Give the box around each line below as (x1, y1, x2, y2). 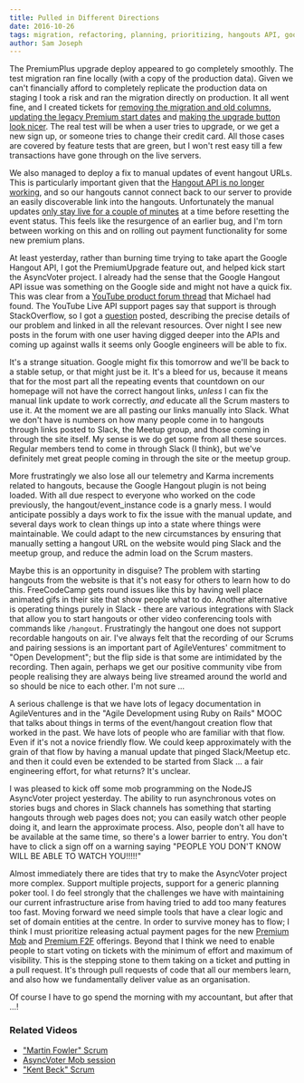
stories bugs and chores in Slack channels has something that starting (9, 803, 271, 814)
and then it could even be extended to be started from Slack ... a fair (9, 756, 264, 767)
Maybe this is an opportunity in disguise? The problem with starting (9, 566, 261, 576)
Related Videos (9, 1024, 78, 1037)
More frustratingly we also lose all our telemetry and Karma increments (9, 470, 274, 481)
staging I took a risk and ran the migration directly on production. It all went (9, 92, 290, 103)
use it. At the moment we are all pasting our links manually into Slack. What (9, 405, 290, 416)
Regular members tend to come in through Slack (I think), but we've (9, 443, 261, 454)
